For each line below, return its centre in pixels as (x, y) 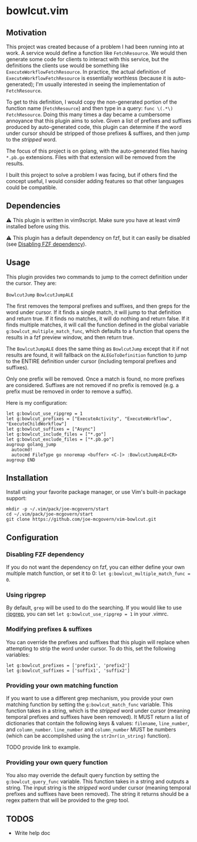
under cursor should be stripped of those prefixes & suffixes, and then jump (98, 133)
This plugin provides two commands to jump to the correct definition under (97, 277)
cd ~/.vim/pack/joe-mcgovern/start (50, 514)
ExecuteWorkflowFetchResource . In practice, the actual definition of (86, 72)
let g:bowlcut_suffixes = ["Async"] (51, 429)
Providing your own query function (57, 762)
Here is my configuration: (37, 402)
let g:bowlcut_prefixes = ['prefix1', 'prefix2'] (68, 665)
